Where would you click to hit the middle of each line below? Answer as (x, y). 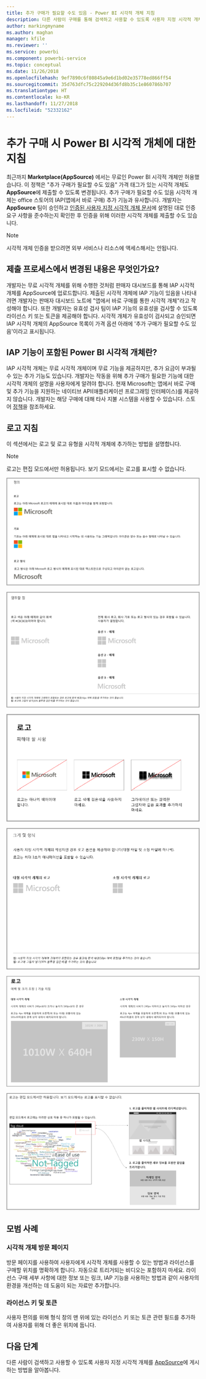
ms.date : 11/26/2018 (33, 71)
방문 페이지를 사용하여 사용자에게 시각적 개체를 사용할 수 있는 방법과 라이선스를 (101, 1262)
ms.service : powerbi (33, 52)
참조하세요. (42, 407)
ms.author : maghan (30, 33)
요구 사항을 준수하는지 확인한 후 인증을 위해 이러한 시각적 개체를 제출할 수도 (96, 215)
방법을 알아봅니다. (39, 1370)
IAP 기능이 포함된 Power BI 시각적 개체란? (82, 352)
